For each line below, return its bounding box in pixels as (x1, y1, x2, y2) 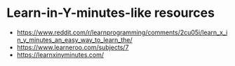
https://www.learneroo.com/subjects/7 (16, 43, 129, 51)
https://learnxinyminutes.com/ (16, 51, 105, 59)
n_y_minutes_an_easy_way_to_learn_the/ (16, 35, 133, 44)
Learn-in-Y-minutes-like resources (6, 5, 215, 21)
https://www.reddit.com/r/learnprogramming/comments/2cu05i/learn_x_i (16, 28, 228, 37)
